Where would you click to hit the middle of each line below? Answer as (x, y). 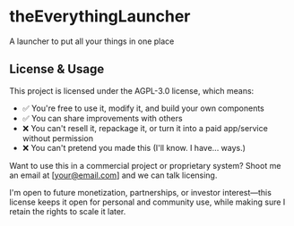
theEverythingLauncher (100, 17)
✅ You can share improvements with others (102, 118)
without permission (58, 138)
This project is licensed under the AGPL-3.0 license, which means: (132, 90)
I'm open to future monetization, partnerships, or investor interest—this (140, 192)
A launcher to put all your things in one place (92, 41)
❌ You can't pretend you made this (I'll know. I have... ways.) (134, 147)
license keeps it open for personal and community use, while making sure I (147, 202)
